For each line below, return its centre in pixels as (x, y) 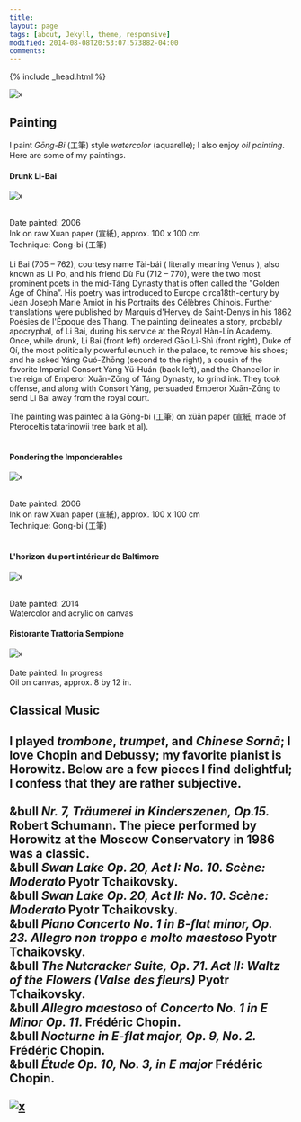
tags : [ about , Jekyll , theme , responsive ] (90, 34)
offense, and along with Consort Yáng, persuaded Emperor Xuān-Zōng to (145, 388)
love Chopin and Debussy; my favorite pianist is (146, 755)
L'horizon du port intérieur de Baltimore (84, 556)
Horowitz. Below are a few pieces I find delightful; (151, 769)
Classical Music (55, 711)
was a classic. (49, 854)
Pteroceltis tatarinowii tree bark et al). (79, 427)
